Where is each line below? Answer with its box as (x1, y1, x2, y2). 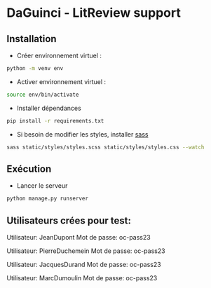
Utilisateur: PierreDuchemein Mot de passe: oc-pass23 (6, 247, 165, 255)
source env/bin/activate (6, 91, 79, 98)
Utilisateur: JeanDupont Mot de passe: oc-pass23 (6, 233, 151, 241)
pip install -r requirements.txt (6, 117, 104, 124)
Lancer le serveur (16, 181, 68, 190)
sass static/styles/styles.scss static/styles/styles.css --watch (6, 144, 205, 151)
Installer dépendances (16, 104, 81, 112)
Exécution (6, 163, 52, 174)
